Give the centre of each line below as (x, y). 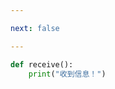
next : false (35, 28)
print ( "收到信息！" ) (67, 74)
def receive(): (42, 64)
